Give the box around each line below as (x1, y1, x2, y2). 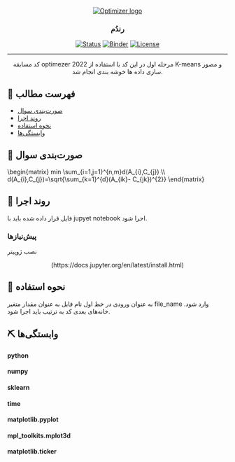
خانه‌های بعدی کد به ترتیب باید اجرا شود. (7, 307, 111, 315)
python (7, 351, 29, 360)
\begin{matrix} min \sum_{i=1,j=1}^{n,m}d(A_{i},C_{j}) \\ (7, 167, 166, 176)
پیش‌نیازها (7, 231, 37, 241)
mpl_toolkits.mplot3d (7, 431, 71, 440)
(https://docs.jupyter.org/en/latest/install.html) (51, 261, 184, 269)
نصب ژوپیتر (7, 247, 37, 255)
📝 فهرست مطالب (7, 87, 76, 99)
